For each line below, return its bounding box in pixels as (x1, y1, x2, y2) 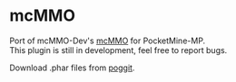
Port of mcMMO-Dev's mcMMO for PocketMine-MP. (9, 35, 206, 46)
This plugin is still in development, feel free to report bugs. (9, 44, 228, 55)
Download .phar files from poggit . (9, 62, 135, 73)
